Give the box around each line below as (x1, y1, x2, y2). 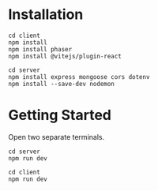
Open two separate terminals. (8, 132, 105, 141)
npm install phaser (8, 45, 73, 53)
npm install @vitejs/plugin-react (8, 52, 122, 60)
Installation (8, 6, 84, 24)
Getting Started (8, 107, 112, 124)
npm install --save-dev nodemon (8, 80, 115, 88)
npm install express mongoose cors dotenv (8, 73, 150, 81)
